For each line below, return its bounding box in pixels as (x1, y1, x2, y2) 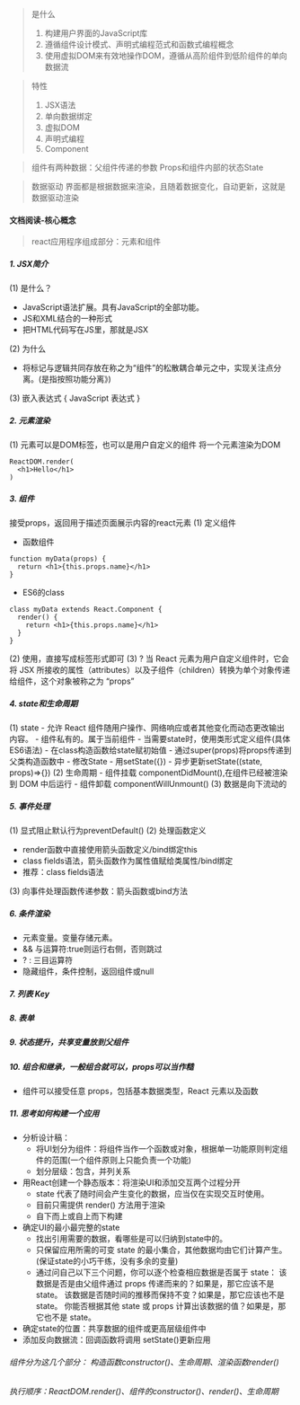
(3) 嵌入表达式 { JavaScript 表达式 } (9, 393, 141, 403)
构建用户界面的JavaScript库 (44, 28, 148, 39)
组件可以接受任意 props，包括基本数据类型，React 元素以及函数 (22, 1086, 259, 1097)
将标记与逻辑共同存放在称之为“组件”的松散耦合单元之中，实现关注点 (22, 363, 274, 374)
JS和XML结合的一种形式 (22, 314, 112, 324)
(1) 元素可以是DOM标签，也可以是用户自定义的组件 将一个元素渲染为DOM (9, 439, 281, 450)
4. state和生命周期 (9, 698, 78, 709)
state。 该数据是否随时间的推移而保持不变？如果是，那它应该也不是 (35, 1289, 286, 1301)
